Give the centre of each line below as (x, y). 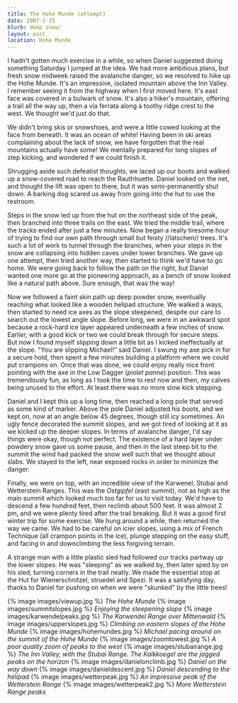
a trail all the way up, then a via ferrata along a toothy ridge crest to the (111, 106)
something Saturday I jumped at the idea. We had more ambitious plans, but (118, 68)
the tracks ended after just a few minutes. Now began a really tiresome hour (118, 230)
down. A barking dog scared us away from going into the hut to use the (111, 194)
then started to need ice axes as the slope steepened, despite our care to (114, 312)
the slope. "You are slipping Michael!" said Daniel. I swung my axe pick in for (119, 350)
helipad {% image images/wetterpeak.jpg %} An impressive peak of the (112, 677)
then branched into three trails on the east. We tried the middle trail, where (116, 223)
